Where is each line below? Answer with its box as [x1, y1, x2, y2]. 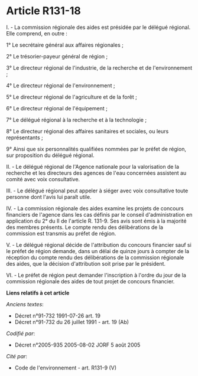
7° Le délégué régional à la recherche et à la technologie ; [6, 116, 147, 123]
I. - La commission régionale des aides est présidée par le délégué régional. [6, 24, 191, 31]
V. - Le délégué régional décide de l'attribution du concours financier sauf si [6, 241, 192, 249]
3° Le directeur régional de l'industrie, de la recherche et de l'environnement [6, 64, 193, 71]
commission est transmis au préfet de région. [6, 230, 116, 237]
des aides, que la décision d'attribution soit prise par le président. [6, 260, 166, 267]
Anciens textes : [6, 300, 44, 308]
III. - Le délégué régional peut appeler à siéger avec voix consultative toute [6, 187, 189, 194]
